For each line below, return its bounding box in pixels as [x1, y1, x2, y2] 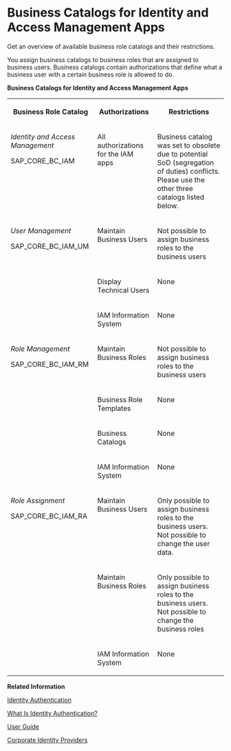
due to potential [157, 149, 208, 159]
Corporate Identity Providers [7, 736, 88, 744]
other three [157, 183, 194, 193]
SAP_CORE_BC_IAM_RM [10, 359, 89, 369]
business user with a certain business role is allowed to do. [7, 70, 174, 79]
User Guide [7, 722, 40, 730]
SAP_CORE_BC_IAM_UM [10, 241, 89, 251]
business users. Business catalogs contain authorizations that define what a [7, 63, 223, 71]
